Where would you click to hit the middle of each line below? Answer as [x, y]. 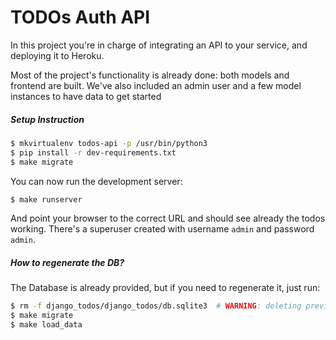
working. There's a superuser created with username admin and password [162, 229]
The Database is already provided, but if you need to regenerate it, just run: [165, 288]
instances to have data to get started [86, 96]
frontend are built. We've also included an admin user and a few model [156, 85]
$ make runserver [46, 199]
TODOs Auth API [80, 17]
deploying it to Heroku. [57, 55]
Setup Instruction [47, 119]
